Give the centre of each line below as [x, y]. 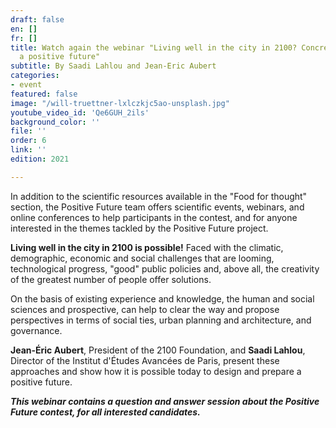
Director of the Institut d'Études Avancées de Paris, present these [145, 360]
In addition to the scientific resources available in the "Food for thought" [159, 196]
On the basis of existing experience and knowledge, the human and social [162, 298]
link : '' [28, 150]
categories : [35, 76]
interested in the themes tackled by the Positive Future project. [139, 228]
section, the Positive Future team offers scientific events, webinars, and [157, 207]
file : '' [28, 131]
